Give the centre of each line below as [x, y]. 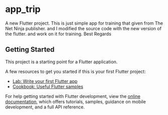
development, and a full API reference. [45, 107]
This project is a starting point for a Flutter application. [61, 62]
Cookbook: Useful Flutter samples [48, 86]
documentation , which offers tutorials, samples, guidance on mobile [75, 101]
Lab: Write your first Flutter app [45, 81]
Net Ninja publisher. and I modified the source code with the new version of [83, 28]
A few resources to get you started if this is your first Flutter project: [75, 71]
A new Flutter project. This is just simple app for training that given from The [84, 23]
